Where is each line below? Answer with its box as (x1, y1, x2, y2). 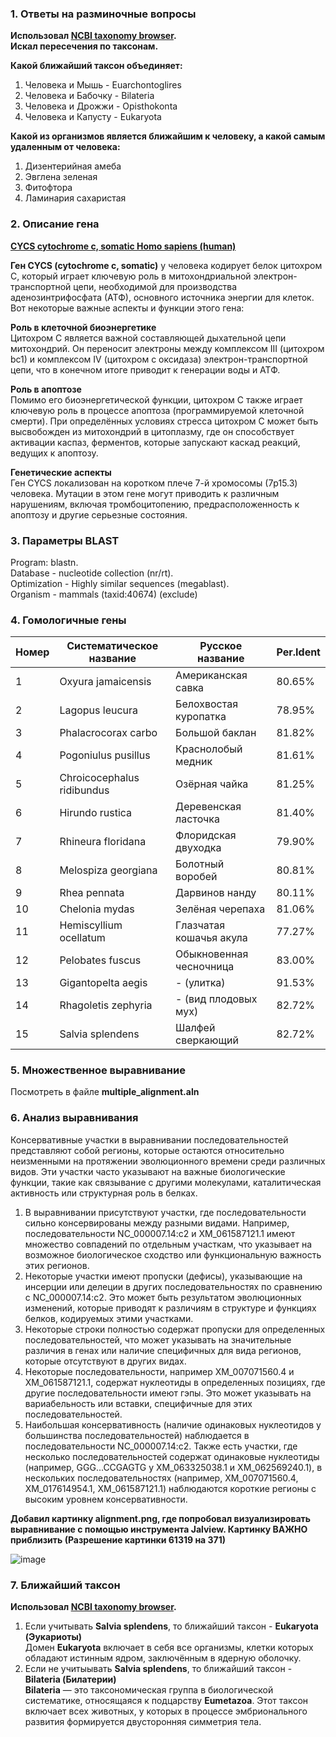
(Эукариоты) (24, 1631, 83, 1643)
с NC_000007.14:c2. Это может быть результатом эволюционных (24, 1291, 303, 1303)
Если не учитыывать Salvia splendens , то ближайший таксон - (24, 1663, 293, 1675)
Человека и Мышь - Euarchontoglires (24, 79, 182, 91)
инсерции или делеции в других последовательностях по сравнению (24, 1280, 323, 1292)
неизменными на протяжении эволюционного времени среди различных (10, 1155, 326, 1167)
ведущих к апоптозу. (10, 447, 99, 459)
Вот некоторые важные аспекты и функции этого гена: (10, 302, 245, 314)
